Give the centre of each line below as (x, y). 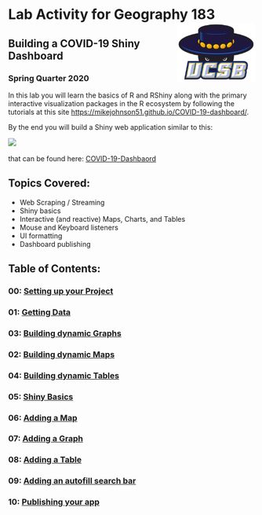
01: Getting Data (39, 312)
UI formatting (41, 235)
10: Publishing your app (54, 502)
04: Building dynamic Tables (64, 375)
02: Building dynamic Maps (62, 354)
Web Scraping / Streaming (62, 202)
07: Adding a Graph (46, 439)
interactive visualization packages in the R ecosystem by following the (122, 103)
